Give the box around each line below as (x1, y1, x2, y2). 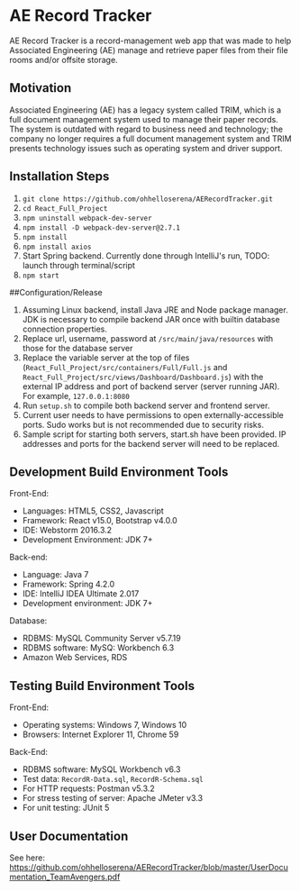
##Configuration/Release (9, 286, 103, 297)
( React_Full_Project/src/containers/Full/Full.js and (22, 361, 228, 372)
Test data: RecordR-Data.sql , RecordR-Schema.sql (22, 774, 205, 785)
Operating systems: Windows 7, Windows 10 (22, 720, 187, 731)
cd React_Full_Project (22, 204, 108, 213)
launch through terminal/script (22, 259, 135, 270)
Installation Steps (9, 168, 110, 185)
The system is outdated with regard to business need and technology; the (9, 123, 284, 134)
